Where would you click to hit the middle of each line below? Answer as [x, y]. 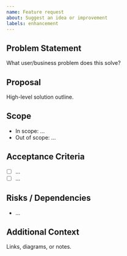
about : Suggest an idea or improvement [57, 18]
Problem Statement [44, 48]
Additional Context [43, 232]
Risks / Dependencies [49, 198]
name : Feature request [35, 12]
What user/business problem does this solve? [64, 63]
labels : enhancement [33, 23]
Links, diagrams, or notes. [39, 247]
